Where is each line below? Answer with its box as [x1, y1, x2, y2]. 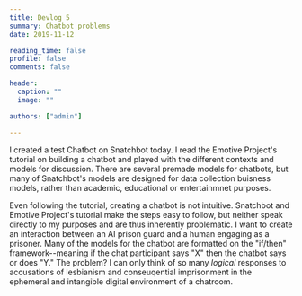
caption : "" [17, 87, 63, 96]
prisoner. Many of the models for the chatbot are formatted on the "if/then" [9, 238, 288, 248]
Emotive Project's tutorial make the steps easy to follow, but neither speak [9, 209, 283, 220]
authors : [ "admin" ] [9, 111, 83, 121]
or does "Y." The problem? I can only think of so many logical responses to [9, 257, 287, 267]
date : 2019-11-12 [9, 30, 75, 39]
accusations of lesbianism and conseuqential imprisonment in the [9, 266, 253, 277]
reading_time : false [9, 46, 87, 55]
